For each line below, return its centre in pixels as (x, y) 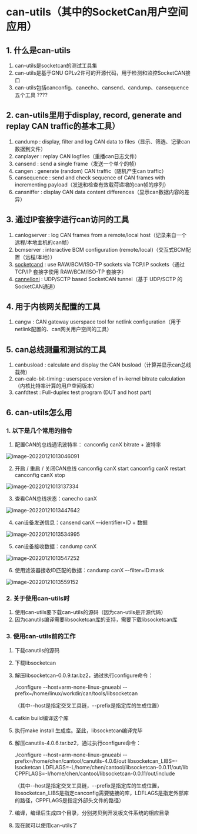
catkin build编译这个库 (41, 718)
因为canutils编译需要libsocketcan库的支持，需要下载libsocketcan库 (96, 620)
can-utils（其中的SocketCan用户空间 (97, 12)
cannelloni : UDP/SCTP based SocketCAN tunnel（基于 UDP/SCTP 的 (98, 279)
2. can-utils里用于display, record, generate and (94, 115)
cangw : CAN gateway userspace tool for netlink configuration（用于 (98, 322)
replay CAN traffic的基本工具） (63, 126)
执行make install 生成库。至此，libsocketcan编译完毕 (79, 730)
